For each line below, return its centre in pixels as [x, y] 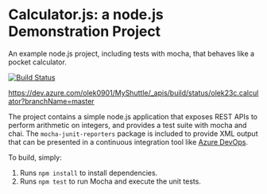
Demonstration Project [85, 31]
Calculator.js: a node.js [86, 15]
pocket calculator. [38, 62]
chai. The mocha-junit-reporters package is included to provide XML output [133, 134]
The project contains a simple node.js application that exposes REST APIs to [133, 116]
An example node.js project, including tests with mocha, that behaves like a [132, 53]
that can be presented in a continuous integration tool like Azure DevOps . [128, 142]
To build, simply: [35, 157]
